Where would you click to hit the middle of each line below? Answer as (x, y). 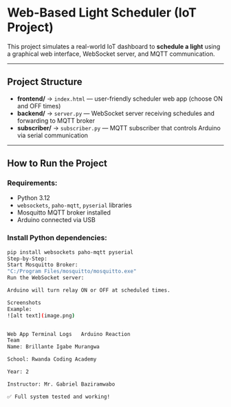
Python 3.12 (33, 198)
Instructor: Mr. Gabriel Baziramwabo (61, 384)
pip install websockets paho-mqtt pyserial (70, 252)
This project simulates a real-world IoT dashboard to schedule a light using (114, 46)
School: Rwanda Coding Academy (52, 359)
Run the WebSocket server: (46, 278)
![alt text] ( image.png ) (41, 315)
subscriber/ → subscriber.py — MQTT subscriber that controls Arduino (119, 128)
